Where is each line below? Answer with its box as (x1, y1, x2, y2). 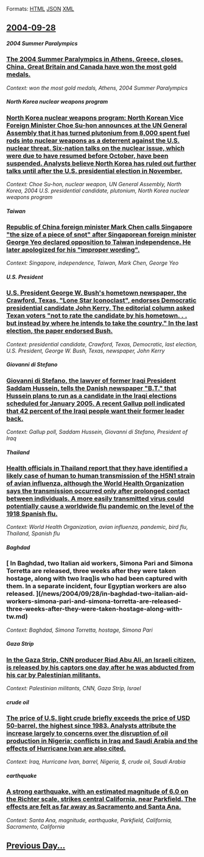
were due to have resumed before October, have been (6, 152, 169, 160)
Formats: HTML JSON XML (6, 5, 74, 12)
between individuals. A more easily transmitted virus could (6, 494, 185, 503)
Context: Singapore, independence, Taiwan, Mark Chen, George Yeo (6, 259, 179, 267)
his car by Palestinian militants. (6, 671, 101, 679)
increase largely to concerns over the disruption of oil (6, 729, 169, 738)
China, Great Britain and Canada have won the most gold (6, 63, 177, 71)
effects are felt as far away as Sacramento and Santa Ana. (6, 803, 181, 811)
